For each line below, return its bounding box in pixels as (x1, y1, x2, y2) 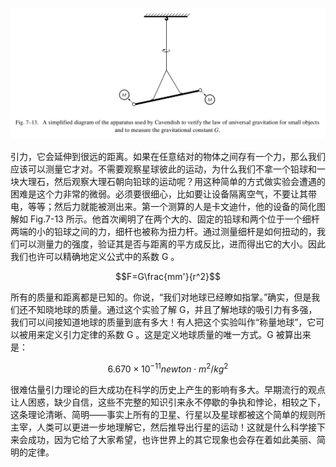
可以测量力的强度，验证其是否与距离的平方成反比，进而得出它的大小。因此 (18, 238, 326, 250)
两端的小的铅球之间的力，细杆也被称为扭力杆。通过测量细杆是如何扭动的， (10, 226, 317, 238)
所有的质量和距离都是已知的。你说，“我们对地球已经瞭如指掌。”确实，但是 (10, 291, 312, 303)
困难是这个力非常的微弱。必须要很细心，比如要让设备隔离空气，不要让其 (10, 188, 308, 200)
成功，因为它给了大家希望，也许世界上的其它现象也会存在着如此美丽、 (27, 433, 317, 445)
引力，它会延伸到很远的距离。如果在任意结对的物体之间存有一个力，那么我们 (10, 151, 326, 163)
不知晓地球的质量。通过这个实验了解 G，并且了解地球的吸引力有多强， (27, 304, 318, 316)
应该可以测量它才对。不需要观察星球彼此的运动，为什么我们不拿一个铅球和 (10, 163, 317, 175)
